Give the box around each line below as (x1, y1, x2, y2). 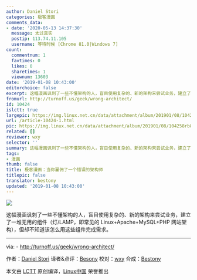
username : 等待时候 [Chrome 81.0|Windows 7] (11, 42, 118, 48)
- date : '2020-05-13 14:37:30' (6, 25, 83, 31)
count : (6, 47, 22, 53)
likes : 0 (11, 63, 33, 69)
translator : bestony (6, 178, 57, 184)
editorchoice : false (6, 85, 57, 91)
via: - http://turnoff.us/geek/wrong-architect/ (6, 243, 115, 250)
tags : (6, 150, 19, 156)
